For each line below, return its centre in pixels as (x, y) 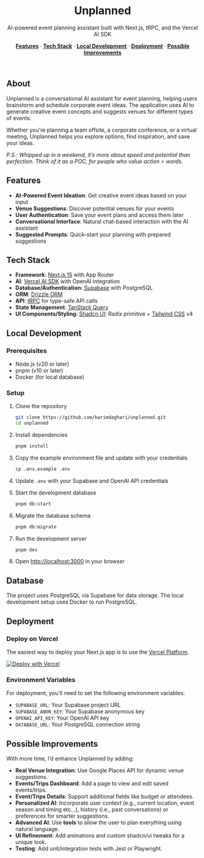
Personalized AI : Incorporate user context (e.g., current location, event (104, 803)
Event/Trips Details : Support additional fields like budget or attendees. (104, 797)
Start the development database (56, 492)
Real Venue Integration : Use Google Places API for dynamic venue (100, 770)
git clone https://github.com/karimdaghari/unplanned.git (90, 417)
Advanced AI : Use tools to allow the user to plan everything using (98, 822)
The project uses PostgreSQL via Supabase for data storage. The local (95, 596)
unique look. (31, 842)
